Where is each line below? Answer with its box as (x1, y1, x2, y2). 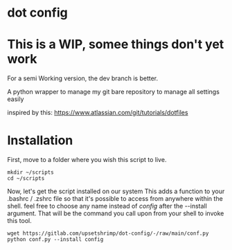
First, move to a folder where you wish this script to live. (7, 156, 167, 164)
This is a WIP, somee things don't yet (7, 37, 224, 53)
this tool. (7, 217, 33, 225)
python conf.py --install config (7, 236, 104, 243)
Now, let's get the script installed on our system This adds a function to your (7, 187, 225, 195)
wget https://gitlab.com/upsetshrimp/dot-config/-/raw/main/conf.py (7, 230, 209, 237)
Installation (7, 133, 73, 148)
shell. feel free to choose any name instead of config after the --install (7, 202, 208, 211)
